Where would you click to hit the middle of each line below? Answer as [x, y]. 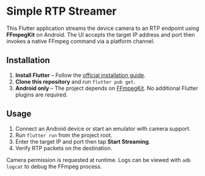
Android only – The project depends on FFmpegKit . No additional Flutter [106, 88]
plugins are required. [41, 94]
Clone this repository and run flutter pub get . [75, 81]
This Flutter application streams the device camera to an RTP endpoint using [103, 28]
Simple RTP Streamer [62, 11]
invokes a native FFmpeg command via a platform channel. [80, 41]
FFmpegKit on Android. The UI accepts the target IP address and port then [101, 34]
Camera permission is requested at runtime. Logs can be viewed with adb [99, 159]
